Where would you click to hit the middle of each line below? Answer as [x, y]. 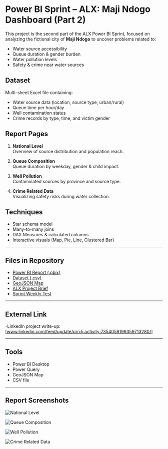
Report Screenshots [37, 401]
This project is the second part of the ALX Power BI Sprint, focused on [77, 34]
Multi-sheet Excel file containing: [39, 92]
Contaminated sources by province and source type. [66, 181]
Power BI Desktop [31, 364]
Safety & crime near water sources [48, 65]
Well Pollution [27, 176]
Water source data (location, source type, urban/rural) [68, 102]
